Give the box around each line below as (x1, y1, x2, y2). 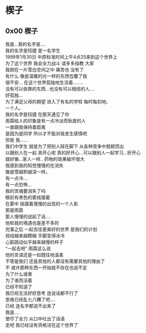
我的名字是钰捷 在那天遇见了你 (5, 111, 69, 117)
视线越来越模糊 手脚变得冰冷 (5, 233, 65, 239)
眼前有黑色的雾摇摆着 (5, 195, 50, 200)
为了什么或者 (5, 271, 32, 277)
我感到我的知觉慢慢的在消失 (5, 162, 64, 169)
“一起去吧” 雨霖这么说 (5, 246, 51, 251)
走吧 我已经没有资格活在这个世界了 (5, 322, 78, 328)
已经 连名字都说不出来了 (5, 303, 56, 309)
